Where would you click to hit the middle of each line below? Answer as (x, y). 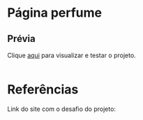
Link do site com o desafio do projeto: (62, 109)
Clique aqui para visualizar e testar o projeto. (71, 55)
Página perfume (55, 13)
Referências (43, 90)
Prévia (22, 39)
